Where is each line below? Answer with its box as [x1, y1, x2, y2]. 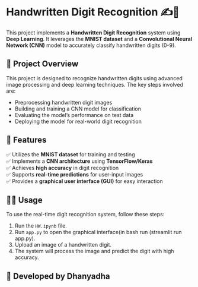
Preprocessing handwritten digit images [14, 99, 113, 106]
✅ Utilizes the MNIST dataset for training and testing [6, 150, 135, 158]
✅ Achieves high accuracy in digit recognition [6, 164, 119, 171]
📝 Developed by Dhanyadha [6, 271, 111, 281]
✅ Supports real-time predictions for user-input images [6, 171, 143, 178]
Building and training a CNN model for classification [14, 105, 141, 112]
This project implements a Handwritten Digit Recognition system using [6, 29, 181, 36]
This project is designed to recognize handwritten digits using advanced [6, 74, 183, 81]
